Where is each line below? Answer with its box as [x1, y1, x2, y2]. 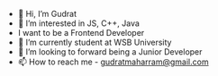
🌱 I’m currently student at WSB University [17, 37, 172, 47]
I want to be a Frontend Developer [17, 28, 145, 38]
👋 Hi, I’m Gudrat [17, 9, 77, 19]
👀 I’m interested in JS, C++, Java [17, 18, 140, 29]
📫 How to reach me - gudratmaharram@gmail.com [17, 56, 209, 67]
